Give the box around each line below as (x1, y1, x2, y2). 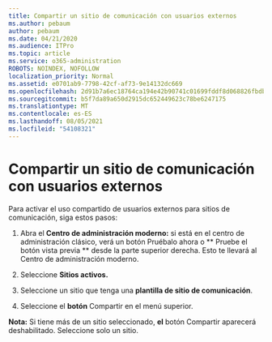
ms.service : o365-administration (8, 58, 121, 66)
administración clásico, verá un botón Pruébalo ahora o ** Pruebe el (19, 237, 249, 246)
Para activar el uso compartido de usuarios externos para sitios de (8, 203, 231, 213)
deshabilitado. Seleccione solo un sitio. (8, 325, 139, 335)
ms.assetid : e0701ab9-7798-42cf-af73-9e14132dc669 (8, 79, 183, 88)
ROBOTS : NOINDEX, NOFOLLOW (8, 65, 100, 73)
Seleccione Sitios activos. (19, 269, 108, 280)
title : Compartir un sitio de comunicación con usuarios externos (8, 11, 237, 20)
